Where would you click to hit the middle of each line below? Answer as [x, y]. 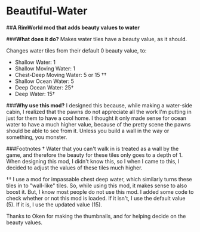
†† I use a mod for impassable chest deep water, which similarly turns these [99, 179]
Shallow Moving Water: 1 [45, 68]
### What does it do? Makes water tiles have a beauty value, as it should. [97, 39]
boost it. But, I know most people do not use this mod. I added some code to [100, 191]
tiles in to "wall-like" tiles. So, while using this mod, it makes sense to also [97, 185]
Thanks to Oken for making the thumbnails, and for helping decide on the [96, 216]
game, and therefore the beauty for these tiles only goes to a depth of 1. [95, 155]
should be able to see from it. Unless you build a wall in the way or [88, 131]
